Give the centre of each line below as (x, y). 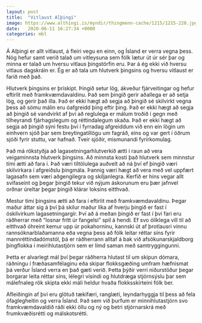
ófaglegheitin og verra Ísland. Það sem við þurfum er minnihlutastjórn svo (97, 301)
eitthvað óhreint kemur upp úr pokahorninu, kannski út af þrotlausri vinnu (97, 226)
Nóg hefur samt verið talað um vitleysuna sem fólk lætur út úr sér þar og (96, 58)
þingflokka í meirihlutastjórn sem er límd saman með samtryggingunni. (93, 246)
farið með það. (24, 77)
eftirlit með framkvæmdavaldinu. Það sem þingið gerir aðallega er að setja (97, 95)
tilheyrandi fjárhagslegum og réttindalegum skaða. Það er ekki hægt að (94, 120)
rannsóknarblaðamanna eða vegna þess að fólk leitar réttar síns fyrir (91, 233)
